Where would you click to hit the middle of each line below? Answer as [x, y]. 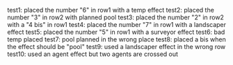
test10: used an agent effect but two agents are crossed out [93, 54]
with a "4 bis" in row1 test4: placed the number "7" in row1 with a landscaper [117, 25]
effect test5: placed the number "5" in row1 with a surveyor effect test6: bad [116, 32]
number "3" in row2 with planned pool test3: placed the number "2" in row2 [116, 17]
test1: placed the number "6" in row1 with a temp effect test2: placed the [111, 10]
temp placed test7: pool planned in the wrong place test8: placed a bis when [116, 39]
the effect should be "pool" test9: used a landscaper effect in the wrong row [116, 47]
